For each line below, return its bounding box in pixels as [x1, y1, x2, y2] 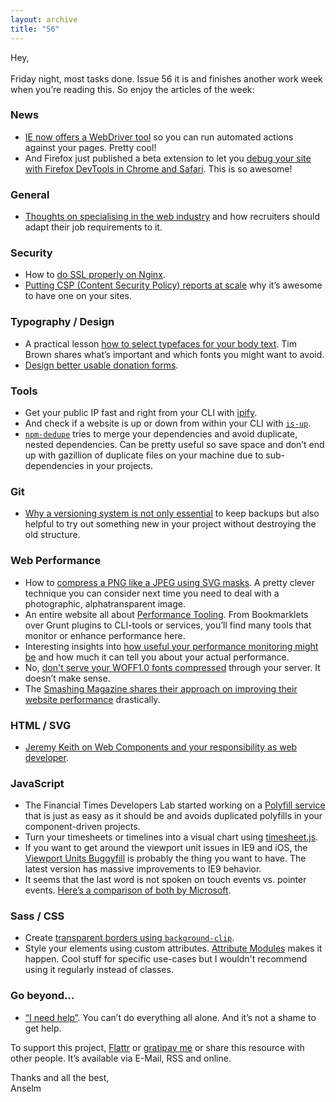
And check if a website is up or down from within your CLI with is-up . [24, 417, 312, 429]
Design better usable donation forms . [24, 359, 179, 371]
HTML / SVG [10, 718, 72, 732]
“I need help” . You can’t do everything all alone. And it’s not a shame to [24, 1011, 317, 1023]
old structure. [24, 529, 81, 541]
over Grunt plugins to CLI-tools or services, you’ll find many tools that [24, 619, 312, 631]
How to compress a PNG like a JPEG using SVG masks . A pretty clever [24, 576, 315, 588]
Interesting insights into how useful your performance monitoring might [24, 640, 319, 652]
